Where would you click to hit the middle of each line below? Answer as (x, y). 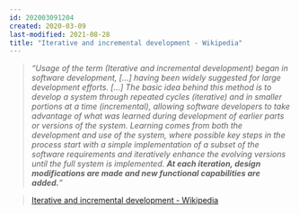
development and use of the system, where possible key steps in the (158, 135)
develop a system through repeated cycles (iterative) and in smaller (157, 97)
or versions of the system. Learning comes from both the (137, 126)
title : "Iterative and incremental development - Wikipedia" (126, 43)
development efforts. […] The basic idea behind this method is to (151, 87)
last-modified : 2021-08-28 (60, 34)
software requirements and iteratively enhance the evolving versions (158, 155)
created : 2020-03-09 (48, 26)
